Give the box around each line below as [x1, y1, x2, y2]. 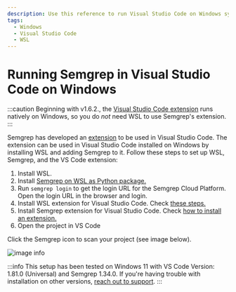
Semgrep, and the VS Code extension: [7, 156, 118, 164]
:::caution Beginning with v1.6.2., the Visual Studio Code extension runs [7, 105, 214, 113]
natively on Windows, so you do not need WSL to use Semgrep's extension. [7, 112, 227, 121]
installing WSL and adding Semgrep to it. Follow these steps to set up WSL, [7, 148, 225, 157]
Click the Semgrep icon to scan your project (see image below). [7, 235, 192, 244]
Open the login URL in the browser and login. [17, 192, 147, 200]
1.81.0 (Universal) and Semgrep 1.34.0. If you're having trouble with [7, 270, 201, 278]
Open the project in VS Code [17, 222, 101, 230]
